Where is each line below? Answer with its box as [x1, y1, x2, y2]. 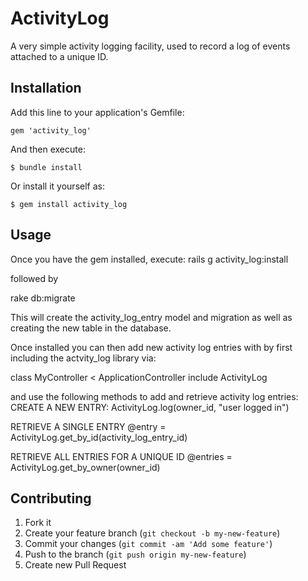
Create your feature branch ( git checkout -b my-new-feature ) [24, 527, 281, 539]
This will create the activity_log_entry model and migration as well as [10, 311, 293, 323]
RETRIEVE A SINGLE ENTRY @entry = [10, 420, 167, 432]
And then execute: [10, 143, 86, 155]
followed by [10, 272, 59, 284]
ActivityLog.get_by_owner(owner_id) [10, 461, 161, 473]
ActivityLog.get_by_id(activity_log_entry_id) [10, 431, 188, 443]
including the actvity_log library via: [10, 352, 157, 364]
